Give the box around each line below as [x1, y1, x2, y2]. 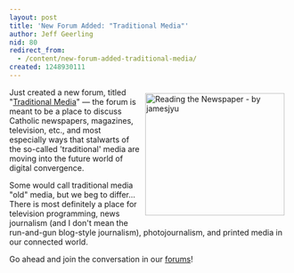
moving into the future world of [9, 153, 123, 164]
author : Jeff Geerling [9, 29, 94, 38]
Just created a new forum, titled [9, 86, 127, 98]
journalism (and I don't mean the [9, 217, 129, 228]
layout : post [9, 12, 58, 22]
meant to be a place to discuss [9, 106, 122, 116]
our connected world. [9, 237, 89, 247]
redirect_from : [9, 46, 66, 55]
